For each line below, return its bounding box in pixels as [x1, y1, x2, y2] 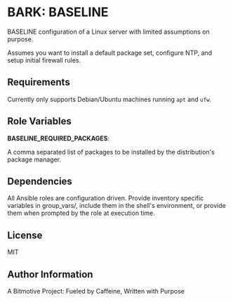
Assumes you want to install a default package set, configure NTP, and [7, 48, 213, 57]
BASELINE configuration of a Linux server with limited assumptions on [7, 27, 210, 36]
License [7, 229, 43, 241]
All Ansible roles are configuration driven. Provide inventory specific [7, 194, 204, 202]
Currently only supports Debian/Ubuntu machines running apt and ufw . [7, 95, 212, 103]
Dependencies [7, 175, 72, 187]
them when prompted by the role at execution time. [7, 209, 156, 218]
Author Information [7, 268, 93, 280]
